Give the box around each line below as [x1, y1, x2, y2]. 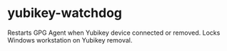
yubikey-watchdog [7, 5, 123, 21]
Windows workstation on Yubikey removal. [7, 35, 133, 44]
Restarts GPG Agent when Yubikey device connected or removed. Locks [7, 28, 221, 37]
